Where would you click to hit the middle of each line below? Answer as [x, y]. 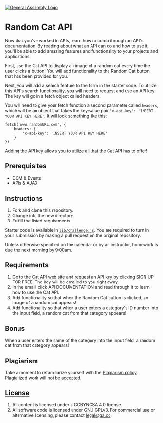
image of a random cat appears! [44, 303]
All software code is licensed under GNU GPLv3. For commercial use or [83, 410]
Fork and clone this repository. [43, 210]
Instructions [24, 198]
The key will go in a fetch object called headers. [53, 96]
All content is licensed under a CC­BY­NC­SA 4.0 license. [67, 404]
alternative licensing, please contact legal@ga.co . [62, 415]
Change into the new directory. [43, 215]
